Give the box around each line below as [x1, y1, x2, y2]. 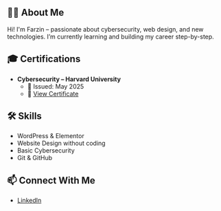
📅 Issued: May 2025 [27, 82, 84, 90]
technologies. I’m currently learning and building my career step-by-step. [7, 32, 214, 41]
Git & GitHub [16, 154, 53, 162]
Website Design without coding [16, 139, 106, 148]
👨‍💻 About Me [7, 7, 65, 19]
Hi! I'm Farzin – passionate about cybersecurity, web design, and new [7, 25, 204, 33]
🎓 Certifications [7, 53, 81, 65]
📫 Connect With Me [7, 175, 96, 186]
